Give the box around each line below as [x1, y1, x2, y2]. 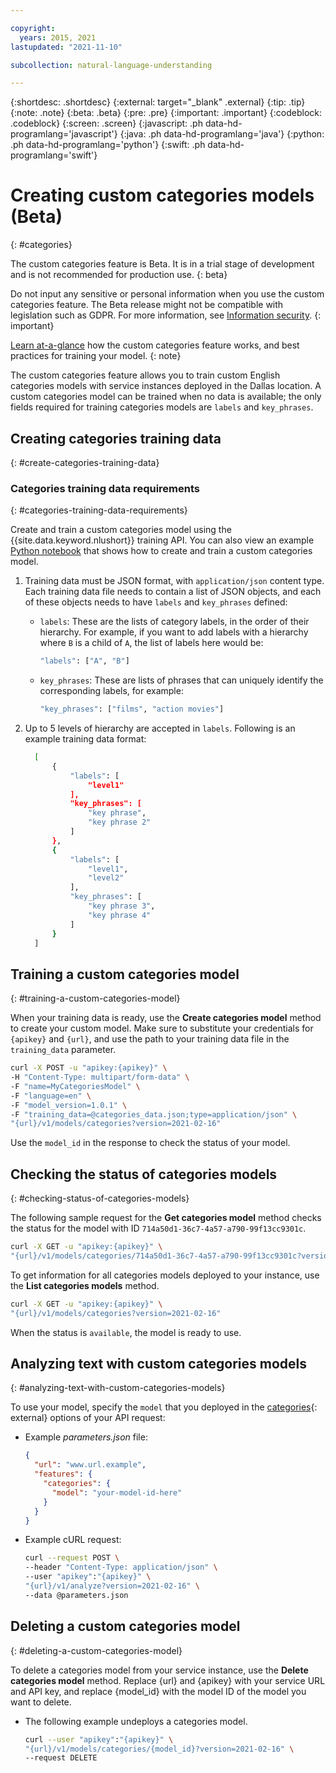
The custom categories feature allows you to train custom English [10, 369, 281, 381]
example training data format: [24, 733, 147, 745]
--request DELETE [24, 1753, 98, 1763]
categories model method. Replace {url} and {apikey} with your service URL [10, 1674, 326, 1686]
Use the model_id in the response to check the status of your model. [10, 1137, 291, 1149]
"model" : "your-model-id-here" [51, 1487, 183, 1498]
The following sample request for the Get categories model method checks [10, 1212, 322, 1224]
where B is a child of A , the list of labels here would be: [39, 637, 264, 649]
